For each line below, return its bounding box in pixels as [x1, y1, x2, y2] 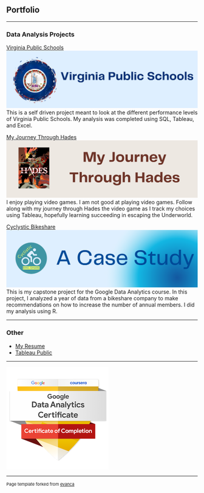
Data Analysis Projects [6, 30, 75, 38]
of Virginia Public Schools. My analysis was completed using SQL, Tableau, [6, 115, 194, 123]
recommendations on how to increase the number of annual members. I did [6, 301, 195, 309]
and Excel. [6, 122, 32, 129]
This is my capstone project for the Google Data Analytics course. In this [6, 288, 188, 295]
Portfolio [6, 5, 40, 15]
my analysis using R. [6, 308, 58, 315]
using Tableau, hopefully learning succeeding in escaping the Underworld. [6, 212, 193, 219]
